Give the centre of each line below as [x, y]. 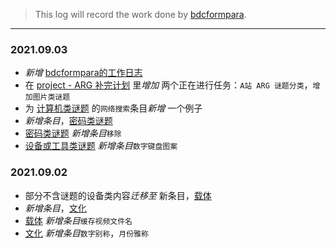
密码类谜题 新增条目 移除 [73, 133]
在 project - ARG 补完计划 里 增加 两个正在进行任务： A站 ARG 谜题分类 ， [168, 85]
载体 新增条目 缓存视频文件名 [78, 220]
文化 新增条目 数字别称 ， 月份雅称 [86, 233]
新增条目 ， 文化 [55, 208]
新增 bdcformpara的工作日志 [83, 73]
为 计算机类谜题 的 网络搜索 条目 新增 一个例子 [113, 108]
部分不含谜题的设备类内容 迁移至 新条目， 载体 [118, 195]
